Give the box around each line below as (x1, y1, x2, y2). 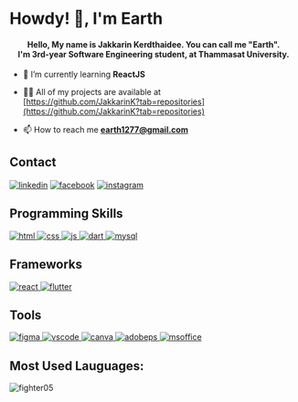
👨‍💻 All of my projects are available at (22, 87, 162, 98)
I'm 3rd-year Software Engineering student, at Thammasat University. (17, 48, 290, 59)
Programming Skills (9, 206, 123, 222)
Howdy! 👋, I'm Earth (9, 8, 164, 29)
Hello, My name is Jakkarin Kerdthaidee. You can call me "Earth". (27, 38, 281, 49)
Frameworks (9, 257, 83, 272)
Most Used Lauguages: (9, 358, 144, 374)
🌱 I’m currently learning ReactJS (22, 69, 146, 80)
